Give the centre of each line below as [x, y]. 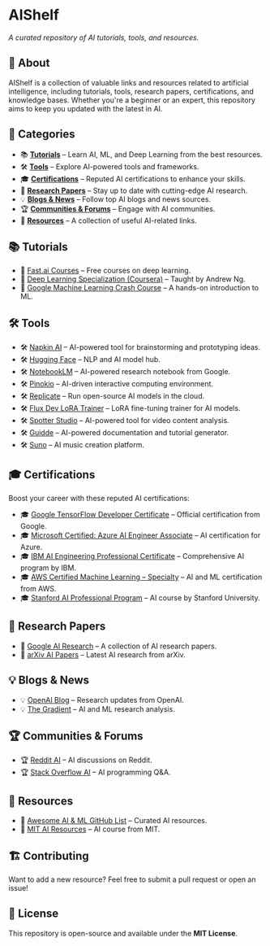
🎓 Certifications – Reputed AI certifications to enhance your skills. [133, 179]
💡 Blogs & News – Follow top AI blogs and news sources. [116, 199]
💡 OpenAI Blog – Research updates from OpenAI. [102, 700]
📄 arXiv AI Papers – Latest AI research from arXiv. [103, 654]
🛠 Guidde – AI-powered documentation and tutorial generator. [124, 433]
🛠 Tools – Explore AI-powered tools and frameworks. [109, 166]
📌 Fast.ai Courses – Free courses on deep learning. [105, 271]
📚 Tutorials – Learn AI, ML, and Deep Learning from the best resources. [141, 154]
